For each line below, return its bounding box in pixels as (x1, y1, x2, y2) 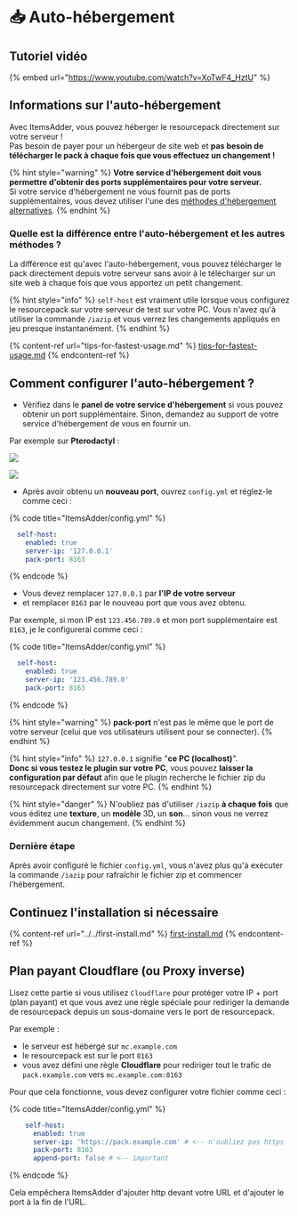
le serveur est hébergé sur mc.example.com (21, 1041, 178, 1051)
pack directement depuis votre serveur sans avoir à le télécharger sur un (9, 268, 276, 279)
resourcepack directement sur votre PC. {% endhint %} (9, 781, 213, 792)
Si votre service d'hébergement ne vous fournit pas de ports (9, 186, 231, 197)
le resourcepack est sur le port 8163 (21, 1050, 153, 1060)
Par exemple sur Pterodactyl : (9, 435, 120, 446)
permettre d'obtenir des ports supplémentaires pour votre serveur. (9, 176, 262, 187)
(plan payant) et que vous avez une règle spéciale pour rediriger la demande (9, 996, 290, 1007)
